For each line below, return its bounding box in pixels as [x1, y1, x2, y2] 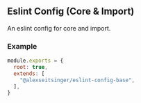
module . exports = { [7, 57, 64, 65]
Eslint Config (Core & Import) [7, 6, 135, 17]
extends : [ [13, 70, 45, 77]
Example [7, 41, 38, 51]
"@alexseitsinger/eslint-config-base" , [19, 77, 135, 84]
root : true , [13, 63, 49, 70]
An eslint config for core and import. [7, 24, 111, 32]
